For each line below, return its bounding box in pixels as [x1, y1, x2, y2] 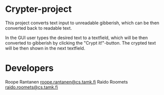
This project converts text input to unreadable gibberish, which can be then [5, 20, 160, 26]
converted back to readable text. [5, 25, 72, 31]
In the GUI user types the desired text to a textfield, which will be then [5, 35, 148, 41]
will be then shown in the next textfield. [5, 45, 85, 51]
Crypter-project [5, 3, 72, 15]
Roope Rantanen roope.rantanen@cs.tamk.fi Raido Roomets [5, 79, 128, 85]
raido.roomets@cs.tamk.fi [5, 84, 58, 90]
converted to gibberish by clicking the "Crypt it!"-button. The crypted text [5, 40, 156, 46]
